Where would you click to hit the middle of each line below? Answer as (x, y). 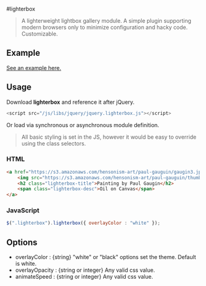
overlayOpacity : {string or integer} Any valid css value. (85, 270)
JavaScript (23, 211)
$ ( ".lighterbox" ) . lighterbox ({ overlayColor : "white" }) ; (83, 223)
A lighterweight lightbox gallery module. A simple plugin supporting (106, 21)
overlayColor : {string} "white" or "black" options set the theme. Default (105, 257)
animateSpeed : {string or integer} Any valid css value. (84, 277)
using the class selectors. (54, 143)
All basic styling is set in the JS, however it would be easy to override (109, 137)
